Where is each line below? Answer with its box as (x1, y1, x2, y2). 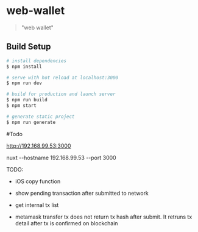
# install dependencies (6, 57, 67, 64)
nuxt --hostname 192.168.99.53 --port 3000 (6, 154, 117, 161)
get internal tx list (15, 201, 59, 208)
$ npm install (6, 63, 43, 70)
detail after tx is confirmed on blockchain (15, 219, 118, 227)
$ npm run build (6, 97, 48, 103)
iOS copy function (15, 178, 61, 185)
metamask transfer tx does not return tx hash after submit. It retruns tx (15, 213, 193, 220)
